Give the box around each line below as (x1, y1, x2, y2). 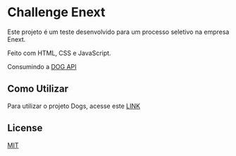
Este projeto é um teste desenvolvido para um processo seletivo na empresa (7, 28, 230, 36)
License (7, 122, 43, 134)
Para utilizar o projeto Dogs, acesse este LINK (7, 102, 141, 110)
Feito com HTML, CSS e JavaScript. (7, 49, 111, 57)
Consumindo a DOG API (7, 62, 77, 71)
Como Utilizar (7, 83, 69, 95)
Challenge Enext (7, 4, 106, 20)
